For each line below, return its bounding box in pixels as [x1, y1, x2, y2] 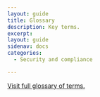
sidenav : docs [7, 43, 49, 50]
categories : [7, 50, 42, 57]
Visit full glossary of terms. [7, 82, 86, 90]
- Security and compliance [13, 56, 93, 63]
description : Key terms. [7, 23, 80, 30]
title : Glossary [7, 17, 55, 24]
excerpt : [7, 30, 33, 37]
